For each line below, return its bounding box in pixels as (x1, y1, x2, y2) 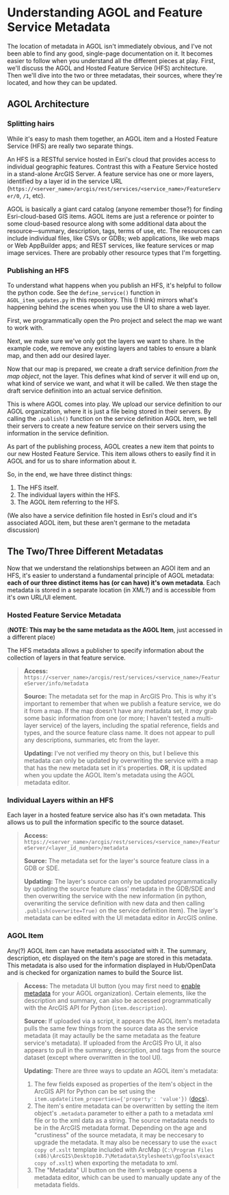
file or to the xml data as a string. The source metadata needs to (33, 1116, 215, 1124)
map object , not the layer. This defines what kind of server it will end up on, (7, 372, 220, 380)
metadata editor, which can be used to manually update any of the (33, 1173, 221, 1181)
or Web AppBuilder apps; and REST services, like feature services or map (7, 241, 214, 250)
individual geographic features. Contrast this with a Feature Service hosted (7, 162, 218, 171)
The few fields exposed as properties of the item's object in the (33, 1080, 213, 1088)
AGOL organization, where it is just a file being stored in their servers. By (7, 407, 212, 415)
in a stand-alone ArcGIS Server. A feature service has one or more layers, (7, 169, 214, 178)
